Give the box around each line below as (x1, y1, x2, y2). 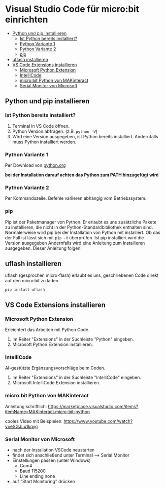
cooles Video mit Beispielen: (5, 418, 63, 424)
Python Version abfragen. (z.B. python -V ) (12, 128, 98, 134)
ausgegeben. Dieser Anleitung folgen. (5, 245, 82, 251)
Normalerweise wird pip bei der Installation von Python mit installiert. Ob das (5, 229, 161, 235)
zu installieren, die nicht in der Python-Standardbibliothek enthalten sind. (5, 224, 153, 230)
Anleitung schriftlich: (5, 403, 47, 409)
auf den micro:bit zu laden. (5, 278, 60, 284)
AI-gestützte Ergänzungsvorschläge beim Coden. (5, 365, 105, 371)
